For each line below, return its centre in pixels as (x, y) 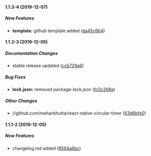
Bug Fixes (16, 77)
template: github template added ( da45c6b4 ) (58, 31)
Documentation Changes (32, 53)
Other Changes (21, 101)
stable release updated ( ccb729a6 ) (48, 66)
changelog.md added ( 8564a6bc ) (47, 148)
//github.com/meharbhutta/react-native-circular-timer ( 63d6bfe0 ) (79, 113)
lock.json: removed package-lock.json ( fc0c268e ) (64, 89)
